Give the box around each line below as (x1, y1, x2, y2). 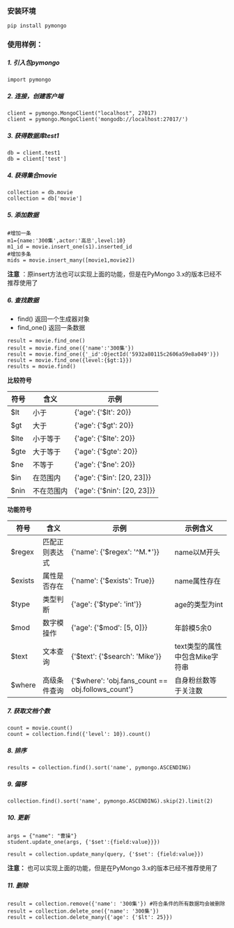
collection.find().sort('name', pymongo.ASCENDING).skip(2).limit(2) (7, 797, 214, 805)
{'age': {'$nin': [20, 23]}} (74, 486, 155, 496)
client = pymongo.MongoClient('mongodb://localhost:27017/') (7, 116, 189, 123)
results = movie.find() (7, 363, 77, 370)
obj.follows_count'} (70, 684, 134, 694)
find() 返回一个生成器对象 (17, 315, 91, 323)
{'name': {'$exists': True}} (70, 576, 155, 585)
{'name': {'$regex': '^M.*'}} (70, 547, 159, 557)
